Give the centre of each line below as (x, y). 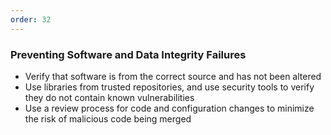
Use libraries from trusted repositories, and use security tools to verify (169, 87)
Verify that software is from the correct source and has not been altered (173, 76)
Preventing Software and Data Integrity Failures (128, 54)
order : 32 (31, 19)
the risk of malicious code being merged (108, 118)
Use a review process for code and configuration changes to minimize (169, 108)
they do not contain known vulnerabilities (109, 97)
